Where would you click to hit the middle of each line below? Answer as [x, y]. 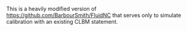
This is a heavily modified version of [52, 9]
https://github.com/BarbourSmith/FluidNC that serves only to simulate [94, 15]
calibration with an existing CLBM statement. [62, 22]
